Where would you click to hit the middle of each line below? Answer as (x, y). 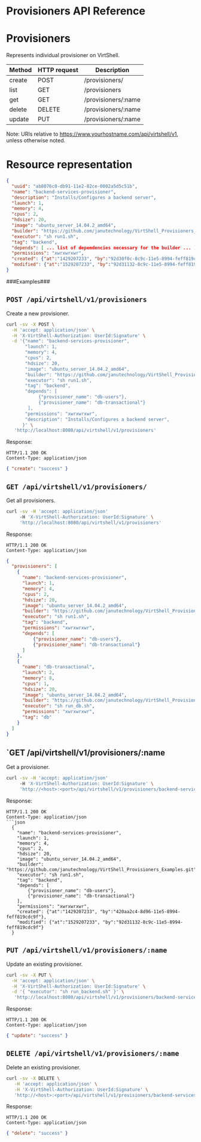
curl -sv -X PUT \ (29, 975)
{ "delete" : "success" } (37, 1134)
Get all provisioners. (31, 500)
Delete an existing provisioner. (43, 1067)
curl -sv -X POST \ (31, 324)
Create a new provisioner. (38, 313)
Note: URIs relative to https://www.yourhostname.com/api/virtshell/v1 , (92, 134)
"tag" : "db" (37, 717)
